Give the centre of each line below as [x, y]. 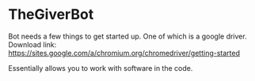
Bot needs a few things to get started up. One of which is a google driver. [127, 36]
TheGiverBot [51, 15]
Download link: [32, 44]
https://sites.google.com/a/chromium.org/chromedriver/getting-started [124, 53]
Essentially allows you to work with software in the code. [101, 68]
